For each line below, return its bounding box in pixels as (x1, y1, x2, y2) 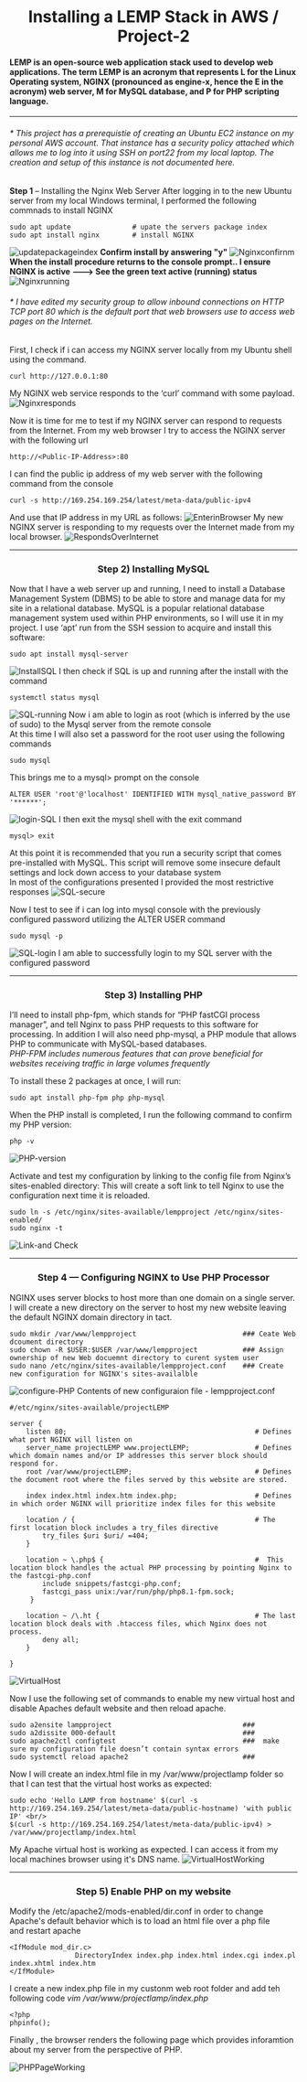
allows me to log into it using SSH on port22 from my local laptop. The (9, 146, 274, 157)
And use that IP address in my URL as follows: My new (9, 511, 283, 522)
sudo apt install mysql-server (9, 649, 129, 660)
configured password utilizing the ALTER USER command (9, 914, 226, 925)
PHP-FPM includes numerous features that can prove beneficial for (9, 1048, 263, 1059)
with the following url (9, 435, 89, 445)
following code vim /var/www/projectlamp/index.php (9, 1992, 208, 2003)
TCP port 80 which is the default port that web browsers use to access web (9, 306, 295, 317)
